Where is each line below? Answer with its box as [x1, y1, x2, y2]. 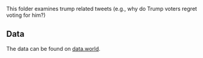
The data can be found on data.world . [6, 45, 101, 52]
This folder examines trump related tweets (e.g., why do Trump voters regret [6, 5, 198, 12]
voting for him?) [6, 11, 46, 19]
